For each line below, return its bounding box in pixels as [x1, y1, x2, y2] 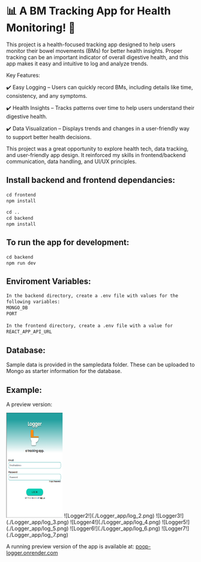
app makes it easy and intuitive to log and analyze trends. [6, 60, 149, 67]
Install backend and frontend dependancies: [6, 175, 176, 185]
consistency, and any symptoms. [6, 92, 88, 99]
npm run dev [6, 260, 36, 266]
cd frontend [6, 192, 36, 198]
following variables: [6, 299, 61, 305]
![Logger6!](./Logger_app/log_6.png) [70, 525, 161, 532]
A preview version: [6, 401, 53, 408]
